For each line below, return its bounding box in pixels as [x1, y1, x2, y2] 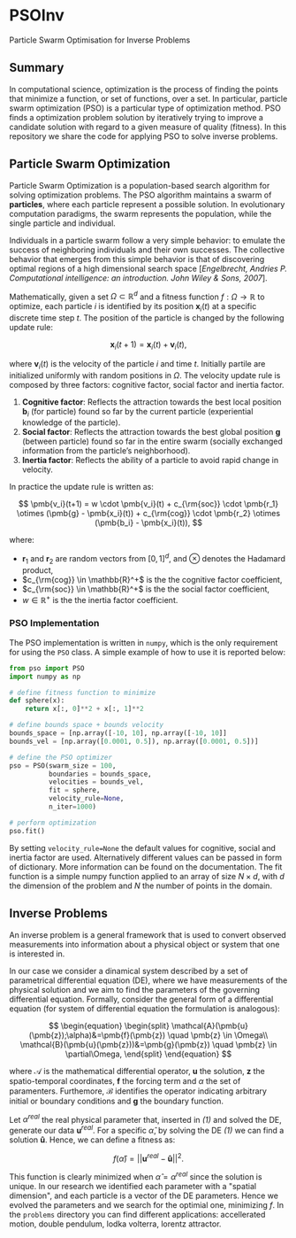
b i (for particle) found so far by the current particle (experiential [21, 406, 254, 419]
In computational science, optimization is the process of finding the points [9, 83, 279, 94]
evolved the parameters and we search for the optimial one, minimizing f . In [9, 1200, 285, 1211]
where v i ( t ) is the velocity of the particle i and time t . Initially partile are [9, 358, 266, 371]
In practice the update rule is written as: [9, 482, 155, 492]
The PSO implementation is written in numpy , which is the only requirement [9, 637, 278, 647]
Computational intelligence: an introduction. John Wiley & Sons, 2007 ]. [9, 272, 268, 283]
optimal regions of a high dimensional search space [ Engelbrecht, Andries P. [9, 263, 288, 274]
